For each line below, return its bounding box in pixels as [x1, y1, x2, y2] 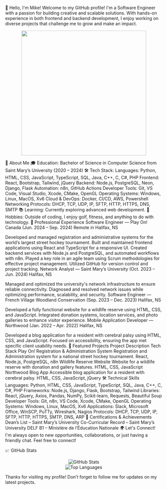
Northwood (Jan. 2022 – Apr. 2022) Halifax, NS [5, 323, 103, 328]
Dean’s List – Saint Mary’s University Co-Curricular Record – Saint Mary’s [5, 420, 155, 425]
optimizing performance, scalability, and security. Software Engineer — [5, 292, 152, 297]
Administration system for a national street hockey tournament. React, [5, 354, 149, 359]
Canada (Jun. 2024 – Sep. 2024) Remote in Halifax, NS [5, 225, 119, 230]
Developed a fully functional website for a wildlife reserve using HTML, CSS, [5, 307, 162, 312]
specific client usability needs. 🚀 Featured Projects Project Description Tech [5, 343, 161, 349]
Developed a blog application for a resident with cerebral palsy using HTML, [5, 332, 162, 338]
